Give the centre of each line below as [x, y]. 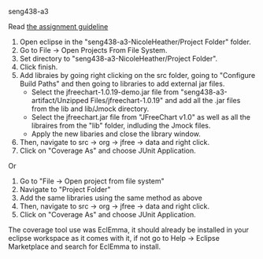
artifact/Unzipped [60, 100]
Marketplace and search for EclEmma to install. [85, 246]
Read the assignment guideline [58, 26]
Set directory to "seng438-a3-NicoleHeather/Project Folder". [119, 59]
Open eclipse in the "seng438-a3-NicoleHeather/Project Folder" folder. [135, 42]
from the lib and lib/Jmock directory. [90, 109]
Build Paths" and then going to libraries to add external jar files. [122, 83]
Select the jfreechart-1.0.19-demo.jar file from [105, 92]
